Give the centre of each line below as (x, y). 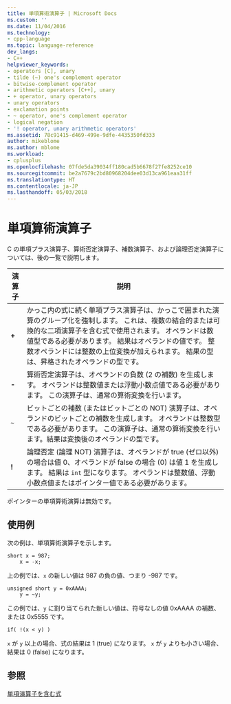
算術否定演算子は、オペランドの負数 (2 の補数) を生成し (117, 375)
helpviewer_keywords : (38, 65)
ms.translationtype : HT (41, 179)
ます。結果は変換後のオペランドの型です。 (95, 439)
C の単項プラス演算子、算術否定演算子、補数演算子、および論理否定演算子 (112, 249)
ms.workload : (26, 154)
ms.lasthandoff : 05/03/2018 (47, 192)
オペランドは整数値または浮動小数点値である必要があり (131, 385)
